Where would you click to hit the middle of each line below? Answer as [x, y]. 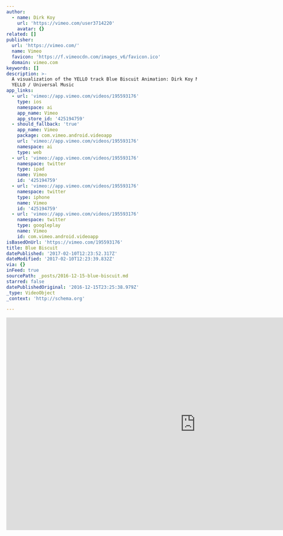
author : [16, 12]
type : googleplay [39, 225]
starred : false [25, 282]
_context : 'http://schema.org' [46, 299]
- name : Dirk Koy [34, 18]
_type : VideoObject [31, 293]
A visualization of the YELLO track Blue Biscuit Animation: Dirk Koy [102, 79]
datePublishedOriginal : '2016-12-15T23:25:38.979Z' [73, 287]
